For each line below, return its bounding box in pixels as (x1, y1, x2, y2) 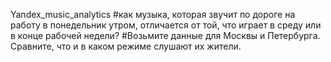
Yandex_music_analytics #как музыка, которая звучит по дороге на (10, 9, 296, 20)
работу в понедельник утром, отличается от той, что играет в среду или (10, 19, 322, 31)
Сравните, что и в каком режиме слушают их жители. (10, 40, 242, 52)
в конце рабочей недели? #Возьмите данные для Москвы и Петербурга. (10, 30, 321, 41)
